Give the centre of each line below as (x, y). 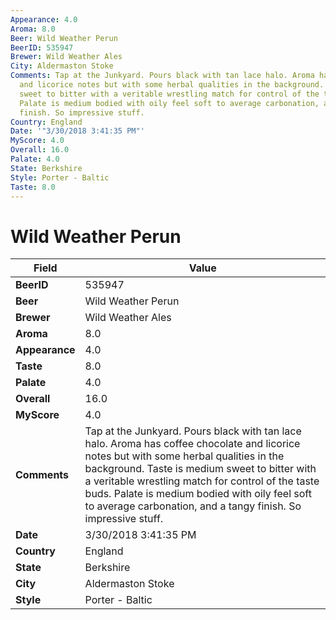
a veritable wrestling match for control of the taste (202, 481)
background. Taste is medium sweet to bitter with (200, 469)
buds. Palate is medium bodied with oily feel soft (198, 494)
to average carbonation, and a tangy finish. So (193, 506)
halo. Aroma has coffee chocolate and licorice (192, 444)
